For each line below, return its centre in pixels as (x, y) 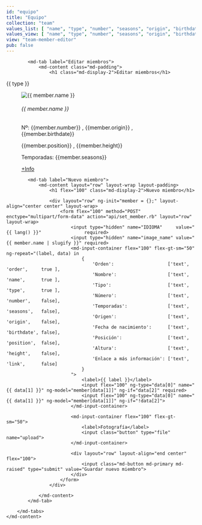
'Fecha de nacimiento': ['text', (141, 327)
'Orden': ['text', (141, 264)
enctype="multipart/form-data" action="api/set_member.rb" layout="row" (99, 217)
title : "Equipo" (26, 17)
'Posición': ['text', (141, 338)
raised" (16, 470)
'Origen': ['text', (141, 317)
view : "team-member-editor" (41, 40)
